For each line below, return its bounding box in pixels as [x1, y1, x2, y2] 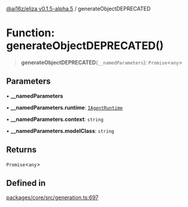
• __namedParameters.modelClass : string [6, 127, 114, 134]
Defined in [6, 178, 46, 188]
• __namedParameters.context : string [6, 116, 104, 123]
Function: [6, 26, 55, 40]
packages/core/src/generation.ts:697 [6, 194, 99, 201]
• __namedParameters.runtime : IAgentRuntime [6, 103, 123, 111]
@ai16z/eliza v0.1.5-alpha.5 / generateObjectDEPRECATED [6, 5, 151, 12]
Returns [6, 144, 37, 155]
